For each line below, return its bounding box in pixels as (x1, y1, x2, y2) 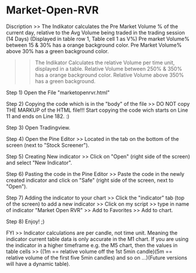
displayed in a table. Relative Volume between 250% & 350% (35, 65, 183, 72)
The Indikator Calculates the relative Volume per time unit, (35, 59, 175, 66)
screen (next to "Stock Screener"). (6, 141, 90, 148)
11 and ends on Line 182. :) (6, 112, 70, 120)
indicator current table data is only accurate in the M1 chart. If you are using (6, 235, 189, 243)
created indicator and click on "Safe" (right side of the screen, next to (6, 177, 174, 184)
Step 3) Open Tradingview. (6, 124, 71, 131)
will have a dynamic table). (6, 260, 70, 267)
